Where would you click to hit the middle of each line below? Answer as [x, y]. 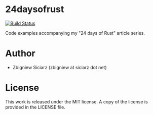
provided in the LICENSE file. [35, 107]
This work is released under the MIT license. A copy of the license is [76, 101]
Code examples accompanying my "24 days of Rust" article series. [75, 33]
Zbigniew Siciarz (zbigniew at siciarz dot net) [60, 67]
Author [20, 53]
